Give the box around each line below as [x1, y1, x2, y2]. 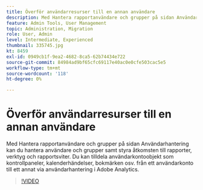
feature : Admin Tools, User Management [6, 20, 107, 26]
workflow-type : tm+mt [6, 65, 61, 71]
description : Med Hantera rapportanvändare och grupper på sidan [6, 14, 174, 21]
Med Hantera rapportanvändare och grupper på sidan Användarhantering [6, 140, 189, 148]
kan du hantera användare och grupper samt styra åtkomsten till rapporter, [6, 147, 192, 154]
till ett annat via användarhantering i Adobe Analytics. [6, 166, 140, 173]
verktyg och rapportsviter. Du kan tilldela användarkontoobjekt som [6, 153, 174, 160]
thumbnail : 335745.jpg [6, 43, 63, 49]
